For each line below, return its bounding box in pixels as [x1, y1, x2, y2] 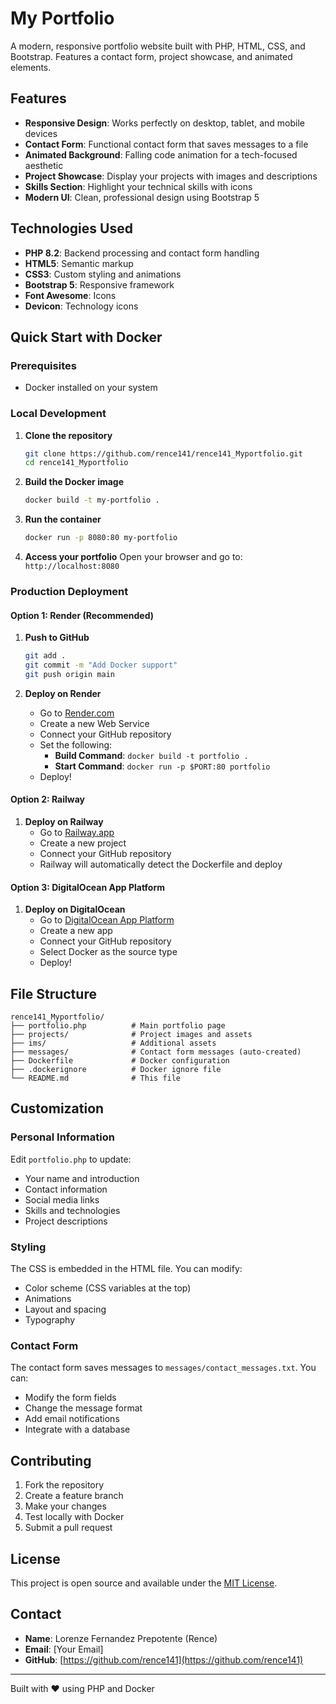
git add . [24, 651, 67, 661]
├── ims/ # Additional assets [10, 1038, 217, 1049]
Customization [10, 1100, 105, 1117]
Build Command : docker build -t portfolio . [54, 749, 249, 761]
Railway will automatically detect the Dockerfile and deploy [39, 858, 283, 870]
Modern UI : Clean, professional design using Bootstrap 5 [24, 191, 260, 203]
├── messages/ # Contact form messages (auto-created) [10, 1047, 302, 1057]
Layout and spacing [24, 1303, 107, 1315]
